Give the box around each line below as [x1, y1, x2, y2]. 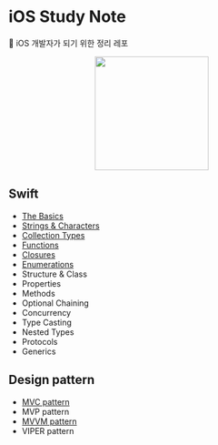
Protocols [21, 336, 58, 347]
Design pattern [8, 372, 95, 388]
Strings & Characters [21, 220, 101, 231]
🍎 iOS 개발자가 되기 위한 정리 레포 [8, 37, 129, 48]
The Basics [21, 210, 64, 221]
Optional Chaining [21, 298, 90, 308]
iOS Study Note [8, 6, 126, 27]
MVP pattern [21, 406, 70, 417]
